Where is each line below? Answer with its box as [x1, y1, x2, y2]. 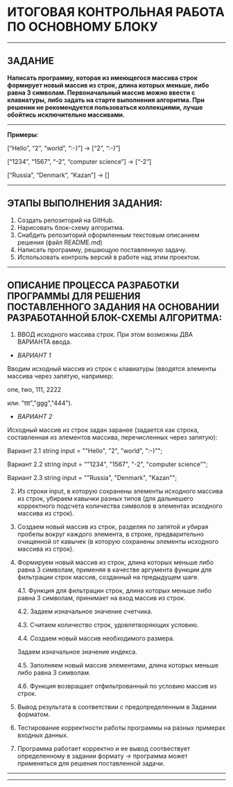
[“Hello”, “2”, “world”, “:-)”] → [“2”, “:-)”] [7, 144, 121, 152]
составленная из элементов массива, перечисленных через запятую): [7, 433, 218, 442]
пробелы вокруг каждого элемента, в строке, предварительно [17, 530, 205, 538]
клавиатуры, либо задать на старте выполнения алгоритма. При [7, 95, 205, 104]
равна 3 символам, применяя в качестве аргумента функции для [17, 565, 212, 574]
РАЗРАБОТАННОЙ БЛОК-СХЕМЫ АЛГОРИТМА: [7, 312, 223, 324]
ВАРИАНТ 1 [17, 351, 51, 360]
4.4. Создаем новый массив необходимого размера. [17, 634, 175, 643]
